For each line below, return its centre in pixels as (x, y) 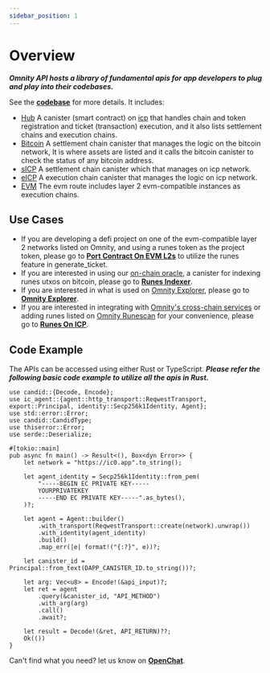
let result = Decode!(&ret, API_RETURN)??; (98, 632)
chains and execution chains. (69, 134)
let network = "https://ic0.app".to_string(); (103, 463)
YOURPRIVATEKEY (63, 491)
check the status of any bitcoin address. (87, 160)
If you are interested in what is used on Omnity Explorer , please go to (135, 290)
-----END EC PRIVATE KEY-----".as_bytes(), (112, 498)
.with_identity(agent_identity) (92, 533)
